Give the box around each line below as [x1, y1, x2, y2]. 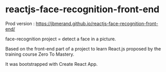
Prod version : [5, 20, 35, 27]
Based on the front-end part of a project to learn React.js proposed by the [5, 45, 161, 52]
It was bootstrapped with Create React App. [5, 61, 98, 67]
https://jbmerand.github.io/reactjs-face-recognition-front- [35, 20, 158, 27]
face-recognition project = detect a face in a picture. [5, 36, 116, 42]
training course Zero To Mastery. [5, 51, 74, 57]
